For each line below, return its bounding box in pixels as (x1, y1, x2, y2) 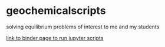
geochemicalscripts (6, 4, 106, 17)
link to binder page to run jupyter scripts (6, 34, 104, 41)
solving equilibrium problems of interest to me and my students (6, 23, 160, 30)
